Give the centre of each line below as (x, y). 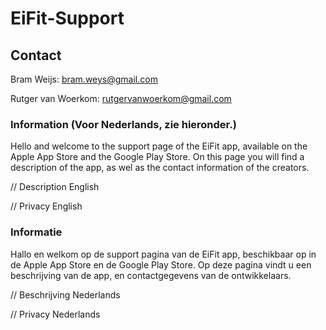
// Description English (55, 187)
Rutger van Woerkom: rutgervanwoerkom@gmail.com (121, 98)
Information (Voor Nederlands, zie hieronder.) (123, 124)
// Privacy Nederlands (55, 314)
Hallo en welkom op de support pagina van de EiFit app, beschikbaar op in (163, 254)
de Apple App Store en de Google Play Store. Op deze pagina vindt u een (161, 264)
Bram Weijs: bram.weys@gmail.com (84, 79)
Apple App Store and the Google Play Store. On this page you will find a (157, 157)
